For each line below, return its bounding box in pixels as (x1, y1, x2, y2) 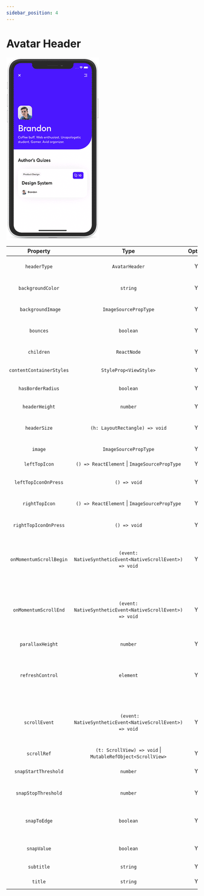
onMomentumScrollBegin (10, 556, 68, 562)
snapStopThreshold (15, 790, 63, 796)
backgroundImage (19, 306, 61, 312)
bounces (29, 328, 49, 334)
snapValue (26, 846, 52, 852)
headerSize (25, 425, 53, 431)
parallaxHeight (19, 641, 58, 647)
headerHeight (22, 404, 56, 410)
